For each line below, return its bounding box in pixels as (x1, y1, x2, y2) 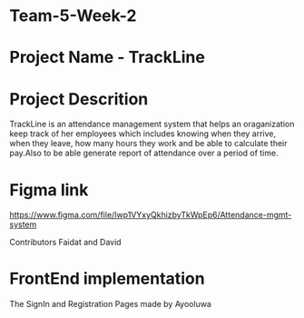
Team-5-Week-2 (9, 5, 137, 26)
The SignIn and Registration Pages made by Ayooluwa (9, 299, 211, 310)
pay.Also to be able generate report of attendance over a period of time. (9, 147, 279, 159)
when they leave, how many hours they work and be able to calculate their (9, 138, 288, 149)
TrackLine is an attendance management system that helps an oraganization (9, 119, 295, 130)
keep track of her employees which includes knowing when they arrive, (9, 128, 277, 139)
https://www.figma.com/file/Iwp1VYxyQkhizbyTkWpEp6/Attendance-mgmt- (9, 210, 292, 221)
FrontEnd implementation (9, 269, 206, 289)
